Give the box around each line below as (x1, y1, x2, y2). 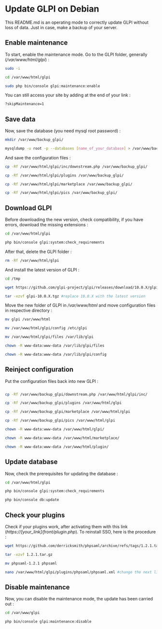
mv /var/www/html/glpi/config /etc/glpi (5, 326, 88, 330)
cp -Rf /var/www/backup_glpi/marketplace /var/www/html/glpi (5, 409, 131, 414)
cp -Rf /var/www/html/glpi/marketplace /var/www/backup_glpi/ (5, 182, 133, 187)
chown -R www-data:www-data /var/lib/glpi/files (5, 343, 105, 348)
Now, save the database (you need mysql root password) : (5, 128, 121, 134)
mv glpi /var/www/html (5, 317, 51, 322)
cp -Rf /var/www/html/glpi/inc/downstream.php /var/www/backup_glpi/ (5, 164, 148, 169)
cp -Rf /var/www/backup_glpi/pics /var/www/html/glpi (5, 418, 116, 423)
